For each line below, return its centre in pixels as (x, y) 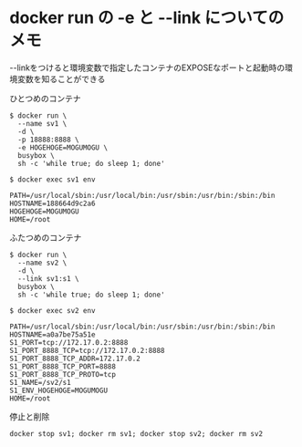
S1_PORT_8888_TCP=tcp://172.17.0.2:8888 (88, 350)
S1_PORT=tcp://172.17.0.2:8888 (69, 342)
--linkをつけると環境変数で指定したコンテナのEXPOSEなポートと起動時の (147, 68)
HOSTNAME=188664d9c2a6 (52, 203)
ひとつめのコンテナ (46, 98)
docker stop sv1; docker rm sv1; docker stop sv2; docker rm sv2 (136, 433)
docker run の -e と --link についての (147, 18)
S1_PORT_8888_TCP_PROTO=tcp (63, 374)
